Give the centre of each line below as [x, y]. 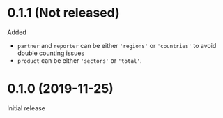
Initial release [26, 108]
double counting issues [51, 53]
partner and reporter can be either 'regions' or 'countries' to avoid [117, 45]
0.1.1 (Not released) [63, 13]
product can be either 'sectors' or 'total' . [79, 60]
